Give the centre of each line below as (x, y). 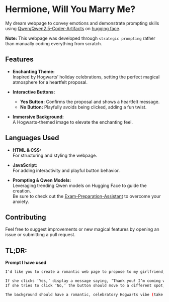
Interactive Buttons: (34, 92)
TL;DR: (16, 250)
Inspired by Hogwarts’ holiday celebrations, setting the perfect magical (86, 77)
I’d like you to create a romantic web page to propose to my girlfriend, (85, 272)
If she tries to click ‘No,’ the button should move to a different (78, 285)
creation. (22, 191)
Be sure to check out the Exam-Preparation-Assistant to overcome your (87, 196)
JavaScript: (25, 165)
